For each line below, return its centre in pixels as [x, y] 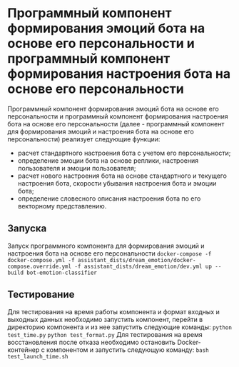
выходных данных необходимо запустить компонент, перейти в [105, 319]
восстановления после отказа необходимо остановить [92, 342]
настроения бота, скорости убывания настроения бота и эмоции [117, 183]
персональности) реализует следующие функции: [84, 139]
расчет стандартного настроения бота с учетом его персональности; [124, 153]
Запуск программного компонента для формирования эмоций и [106, 246]
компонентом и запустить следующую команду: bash [127, 350]
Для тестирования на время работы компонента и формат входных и [113, 311]
